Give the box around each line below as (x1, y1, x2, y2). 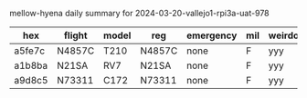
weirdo (268, 29, 300, 42)
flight (63, 29, 89, 42)
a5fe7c (14, 44, 46, 57)
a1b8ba (14, 59, 48, 72)
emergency (185, 29, 238, 42)
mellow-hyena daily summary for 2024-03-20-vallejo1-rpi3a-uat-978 (9, 8, 270, 18)
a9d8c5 (14, 74, 48, 86)
